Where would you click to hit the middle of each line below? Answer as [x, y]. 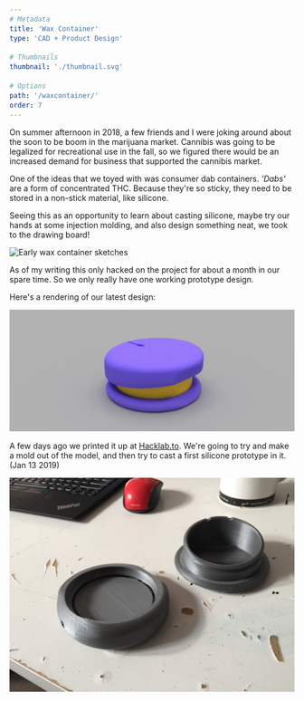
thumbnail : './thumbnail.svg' [66, 67]
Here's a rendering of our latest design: [83, 297]
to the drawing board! [50, 235]
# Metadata [30, 19]
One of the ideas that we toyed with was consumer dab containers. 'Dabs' [148, 178]
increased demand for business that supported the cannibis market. [136, 161]
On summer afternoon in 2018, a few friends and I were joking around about [151, 132]
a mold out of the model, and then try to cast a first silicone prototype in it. [148, 455]
